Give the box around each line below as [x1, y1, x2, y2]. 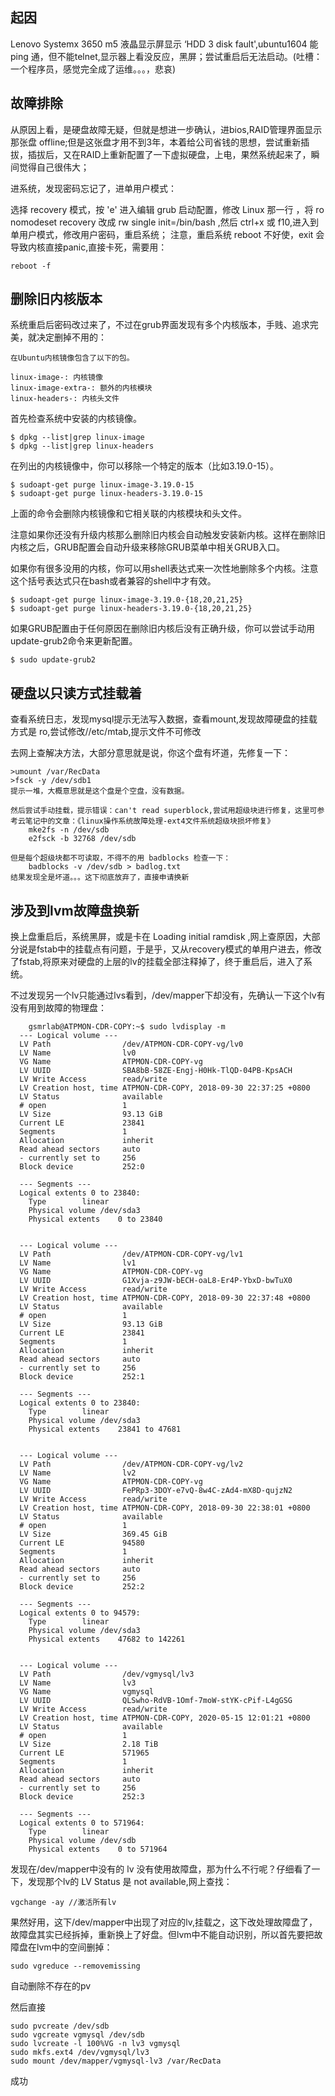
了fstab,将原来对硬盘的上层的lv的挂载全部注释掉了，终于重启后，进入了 [10, 956, 304, 968]
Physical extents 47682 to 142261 [28, 1634, 186, 1645]
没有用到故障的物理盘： [10, 1002, 107, 1014]
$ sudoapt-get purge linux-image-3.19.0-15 [10, 480, 195, 490]
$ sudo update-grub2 [10, 655, 97, 665]
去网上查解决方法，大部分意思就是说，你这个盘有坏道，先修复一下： [10, 747, 291, 759]
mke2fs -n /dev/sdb [28, 825, 110, 835]
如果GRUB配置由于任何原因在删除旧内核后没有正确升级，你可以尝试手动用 [10, 623, 316, 635]
